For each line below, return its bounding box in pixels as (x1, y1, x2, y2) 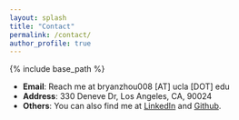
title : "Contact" (9, 22, 75, 31)
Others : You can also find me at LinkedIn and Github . (22, 101, 222, 112)
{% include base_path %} (9, 64, 105, 75)
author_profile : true (9, 38, 92, 48)
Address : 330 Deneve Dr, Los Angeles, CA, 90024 (22, 91, 213, 102)
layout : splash (9, 13, 67, 23)
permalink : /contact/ (9, 30, 92, 39)
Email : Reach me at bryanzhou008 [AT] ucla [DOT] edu (22, 81, 230, 92)
